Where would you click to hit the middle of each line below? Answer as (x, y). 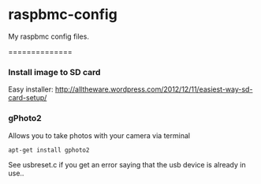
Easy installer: (31, 89)
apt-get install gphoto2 (49, 150)
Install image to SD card (54, 72)
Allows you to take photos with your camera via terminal (99, 135)
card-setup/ (28, 98)
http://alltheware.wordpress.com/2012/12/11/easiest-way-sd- (154, 89)
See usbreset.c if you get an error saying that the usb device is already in (127, 164)
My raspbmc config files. (48, 36)
